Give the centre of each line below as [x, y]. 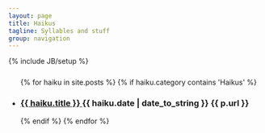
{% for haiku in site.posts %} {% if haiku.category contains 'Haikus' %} [138, 82]
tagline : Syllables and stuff [59, 31]
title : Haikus [32, 23]
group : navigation [39, 38]
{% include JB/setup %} [48, 61]
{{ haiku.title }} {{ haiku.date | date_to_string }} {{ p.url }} [135, 103]
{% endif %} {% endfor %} [65, 121]
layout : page [30, 16]
